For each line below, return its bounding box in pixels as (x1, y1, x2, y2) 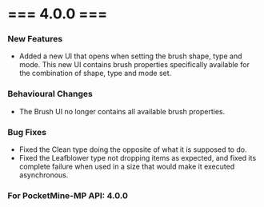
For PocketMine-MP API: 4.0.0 (7, 190, 129, 201)
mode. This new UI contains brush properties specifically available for (18, 60, 250, 70)
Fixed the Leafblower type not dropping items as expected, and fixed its (18, 153, 257, 163)
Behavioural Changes (7, 89, 93, 100)
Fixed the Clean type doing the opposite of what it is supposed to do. (18, 145, 247, 154)
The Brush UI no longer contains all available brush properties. (18, 106, 226, 116)
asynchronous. (18, 170, 69, 180)
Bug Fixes (7, 126, 47, 137)
